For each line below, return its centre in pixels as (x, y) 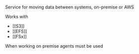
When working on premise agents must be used (54, 46)
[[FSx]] (20, 37)
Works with (17, 16)
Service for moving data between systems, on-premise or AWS (70, 7)
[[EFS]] (20, 31)
